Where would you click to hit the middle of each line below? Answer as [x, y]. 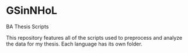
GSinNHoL [32, 11]
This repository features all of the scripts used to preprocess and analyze [94, 37]
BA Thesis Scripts [27, 26]
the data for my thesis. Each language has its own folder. [74, 44]
